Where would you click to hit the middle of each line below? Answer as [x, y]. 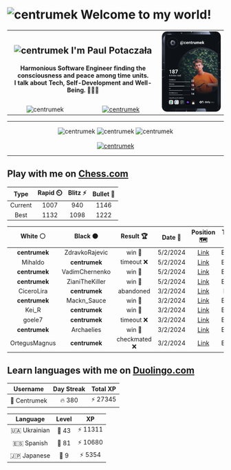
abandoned [134, 291]
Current [21, 205]
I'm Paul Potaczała [112, 51]
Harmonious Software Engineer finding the [83, 68]
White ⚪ [33, 236]
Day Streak [69, 389]
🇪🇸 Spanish [30, 443]
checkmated [134, 339]
